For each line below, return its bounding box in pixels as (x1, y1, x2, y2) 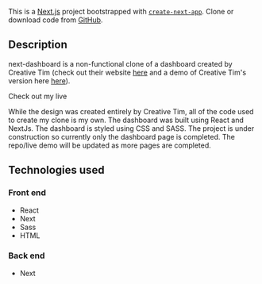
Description (8, 38, 67, 52)
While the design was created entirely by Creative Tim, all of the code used (8, 106, 254, 116)
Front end (8, 187, 46, 198)
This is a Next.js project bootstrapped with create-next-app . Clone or (8, 7, 234, 16)
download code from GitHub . (8, 15, 103, 25)
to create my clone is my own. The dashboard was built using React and (8, 115, 245, 125)
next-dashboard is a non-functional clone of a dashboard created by (8, 59, 233, 68)
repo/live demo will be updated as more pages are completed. (8, 140, 212, 150)
